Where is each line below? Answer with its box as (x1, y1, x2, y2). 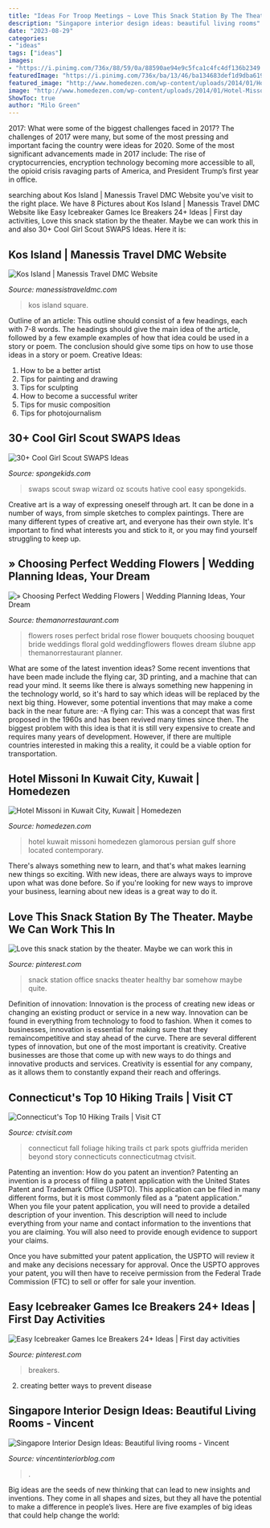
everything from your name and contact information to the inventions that (8, 1219, 252, 1228)
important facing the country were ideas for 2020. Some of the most (8, 141, 235, 150)
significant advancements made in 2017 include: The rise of (8, 150, 207, 159)
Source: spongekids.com (8, 468, 91, 478)
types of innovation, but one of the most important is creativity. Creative (8, 1042, 247, 1051)
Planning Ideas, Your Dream (8, 570, 150, 584)
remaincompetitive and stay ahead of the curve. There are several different (8, 1034, 257, 1043)
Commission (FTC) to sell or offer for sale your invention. (8, 1277, 197, 1286)
